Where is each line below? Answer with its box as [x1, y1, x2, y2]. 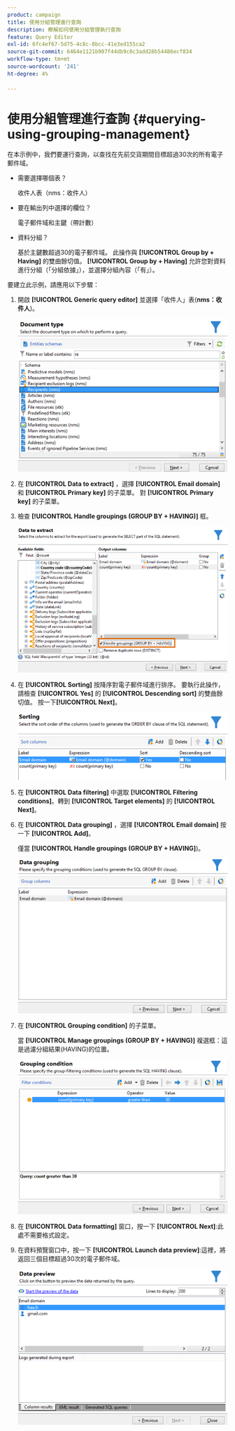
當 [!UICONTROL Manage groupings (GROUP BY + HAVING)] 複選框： [17, 1036, 222, 1045]
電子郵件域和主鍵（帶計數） [17, 218, 98, 227]
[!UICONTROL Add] [31, 829, 89, 837]
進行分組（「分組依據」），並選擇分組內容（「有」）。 [17, 266, 159, 274]
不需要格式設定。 [23, 1231, 73, 1239]
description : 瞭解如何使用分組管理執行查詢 [7, 26, 121, 33]
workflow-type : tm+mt [7, 56, 71, 63]
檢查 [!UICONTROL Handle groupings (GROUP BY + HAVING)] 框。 [17, 512, 213, 521]
